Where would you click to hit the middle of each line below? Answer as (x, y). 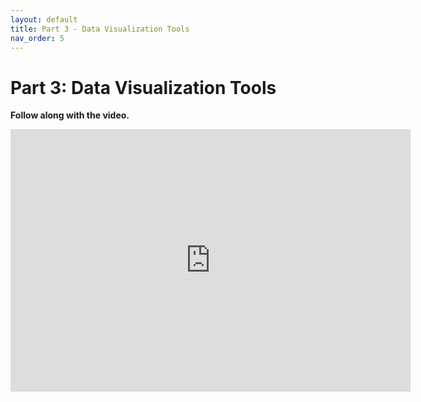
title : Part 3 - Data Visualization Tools (100, 29)
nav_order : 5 (37, 38)
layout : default (44, 19)
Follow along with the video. (70, 115)
